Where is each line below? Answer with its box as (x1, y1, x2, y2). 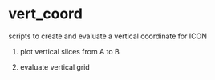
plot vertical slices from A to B (19, 46, 120, 56)
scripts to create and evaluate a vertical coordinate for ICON (8, 31, 207, 41)
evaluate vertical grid (19, 62, 90, 72)
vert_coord (8, 5, 83, 23)
